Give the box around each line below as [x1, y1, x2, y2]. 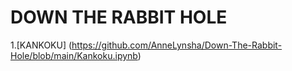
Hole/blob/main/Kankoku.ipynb [10, 49, 138, 61]
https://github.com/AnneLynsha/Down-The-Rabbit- [71, 39, 283, 51]
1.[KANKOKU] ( [10, 39, 73, 51]
